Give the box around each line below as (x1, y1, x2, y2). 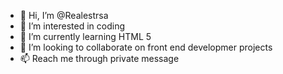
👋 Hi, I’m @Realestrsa (19, 10, 109, 21)
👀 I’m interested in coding (19, 20, 126, 32)
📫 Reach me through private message (19, 53, 180, 64)
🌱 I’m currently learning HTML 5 (19, 31, 152, 42)
